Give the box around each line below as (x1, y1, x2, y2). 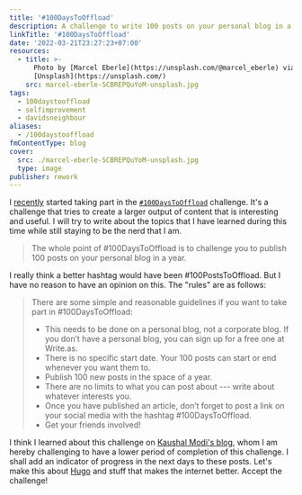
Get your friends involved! (44, 419, 141, 430)
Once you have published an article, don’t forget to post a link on (44, 400, 285, 411)
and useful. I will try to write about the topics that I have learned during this (9, 216, 288, 227)
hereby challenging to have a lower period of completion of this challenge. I (9, 446, 289, 457)
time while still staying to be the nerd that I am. (9, 226, 182, 237)
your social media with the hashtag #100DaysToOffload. (44, 410, 252, 421)
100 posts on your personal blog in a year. (31, 253, 187, 264)
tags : (9, 88, 30, 97)
